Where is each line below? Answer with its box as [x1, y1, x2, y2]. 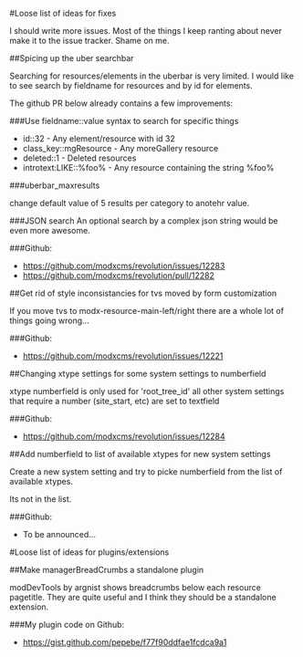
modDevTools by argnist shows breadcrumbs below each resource [9, 582, 262, 592]
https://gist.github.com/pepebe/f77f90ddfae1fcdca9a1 [22, 637, 227, 647]
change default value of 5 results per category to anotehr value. [9, 198, 250, 208]
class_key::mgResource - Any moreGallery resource [22, 143, 219, 153]
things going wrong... [9, 315, 89, 326]
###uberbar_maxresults [9, 180, 100, 191]
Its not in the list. [9, 494, 72, 505]
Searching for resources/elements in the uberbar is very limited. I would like [9, 70, 295, 81]
